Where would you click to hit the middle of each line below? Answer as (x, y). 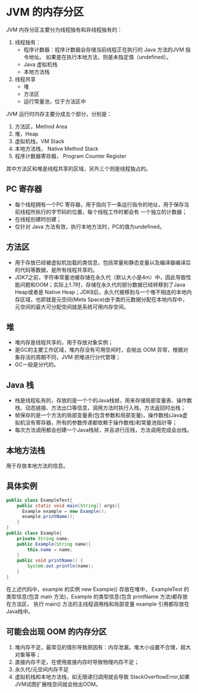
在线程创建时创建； (38, 219)
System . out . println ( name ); (61, 566)
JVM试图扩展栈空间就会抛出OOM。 (58, 684)
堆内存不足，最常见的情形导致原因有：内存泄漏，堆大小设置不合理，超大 (103, 647)
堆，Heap (26, 134)
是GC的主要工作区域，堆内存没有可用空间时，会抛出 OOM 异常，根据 (99, 350)
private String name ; (43, 539)
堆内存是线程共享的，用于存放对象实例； (64, 342)
